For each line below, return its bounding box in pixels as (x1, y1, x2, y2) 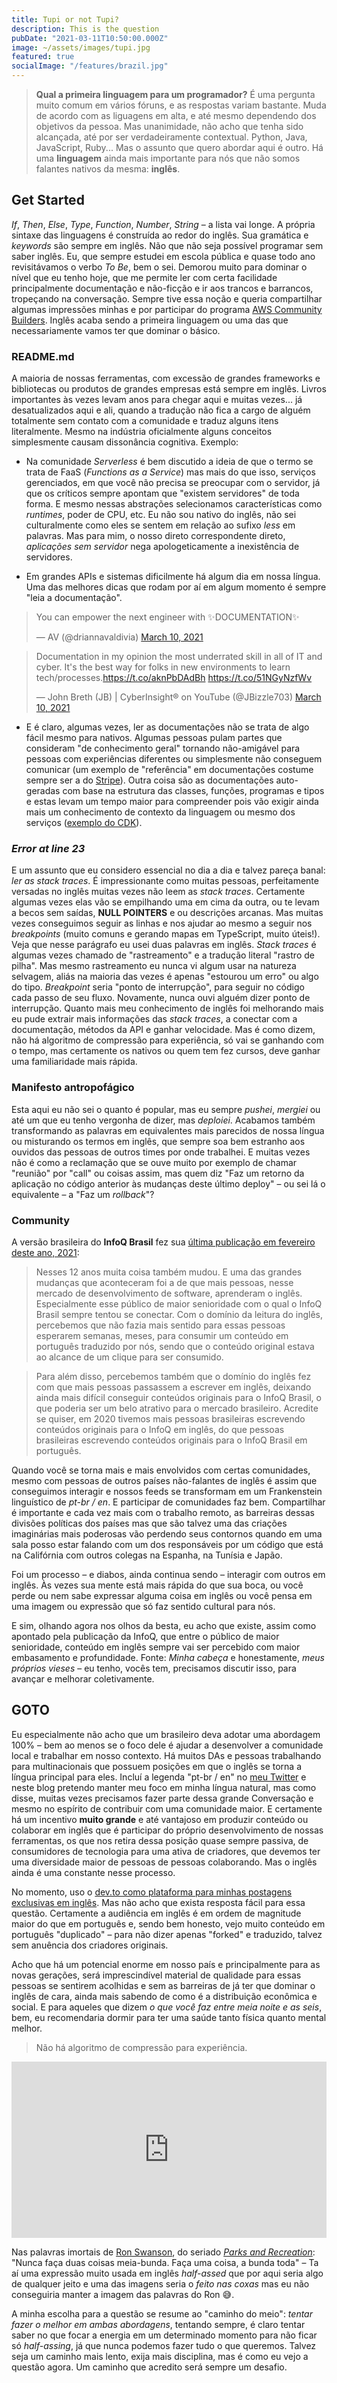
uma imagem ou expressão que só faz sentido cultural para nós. (11, 1601, 276, 1612)
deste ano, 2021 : (11, 1247, 80, 1258)
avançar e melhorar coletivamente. (11, 1673, 155, 1685)
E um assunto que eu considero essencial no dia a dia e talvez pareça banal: (11, 864, 326, 876)
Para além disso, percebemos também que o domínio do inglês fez (35, 1371, 312, 1382)
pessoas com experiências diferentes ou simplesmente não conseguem (25, 753, 323, 765)
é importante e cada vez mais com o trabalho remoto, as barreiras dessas (11, 1507, 316, 1518)
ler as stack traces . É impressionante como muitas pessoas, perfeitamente (11, 875, 319, 887)
